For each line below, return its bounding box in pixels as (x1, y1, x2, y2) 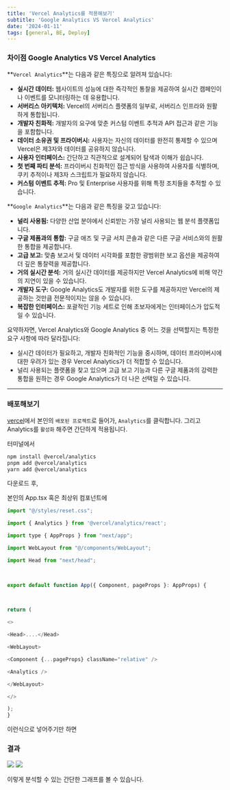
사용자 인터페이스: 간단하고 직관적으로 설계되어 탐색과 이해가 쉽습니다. (16, 153, 204, 161)
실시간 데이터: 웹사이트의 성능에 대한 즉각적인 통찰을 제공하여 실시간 (16, 84, 199, 93)
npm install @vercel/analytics (7, 453, 97, 460)
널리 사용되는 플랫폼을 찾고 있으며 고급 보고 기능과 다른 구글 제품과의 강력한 (16, 366, 218, 374)
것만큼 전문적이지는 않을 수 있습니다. (35, 294, 133, 302)
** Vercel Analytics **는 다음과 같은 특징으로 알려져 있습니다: (7, 70, 172, 78)
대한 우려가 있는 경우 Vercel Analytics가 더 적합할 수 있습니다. (16, 357, 183, 366)
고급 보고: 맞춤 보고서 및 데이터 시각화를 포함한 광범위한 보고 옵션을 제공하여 (16, 251, 220, 259)
